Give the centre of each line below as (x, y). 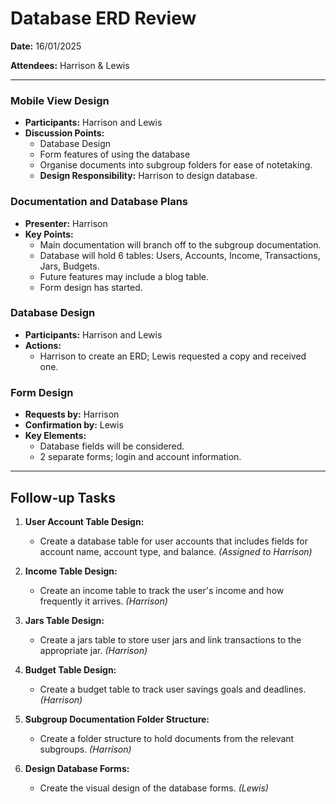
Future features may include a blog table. (124, 276)
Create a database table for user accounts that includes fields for (174, 541)
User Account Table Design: (84, 521)
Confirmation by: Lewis (74, 425)
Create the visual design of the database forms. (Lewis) (154, 788)
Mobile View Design (60, 100)
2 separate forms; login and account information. (140, 457)
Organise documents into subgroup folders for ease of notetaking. (176, 165)
